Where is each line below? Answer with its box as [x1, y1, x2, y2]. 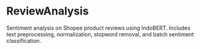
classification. [6, 37, 42, 44]
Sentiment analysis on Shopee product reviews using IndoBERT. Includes [6, 24, 191, 31]
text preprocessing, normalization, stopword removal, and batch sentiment [6, 30, 194, 38]
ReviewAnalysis [6, 4, 89, 18]
